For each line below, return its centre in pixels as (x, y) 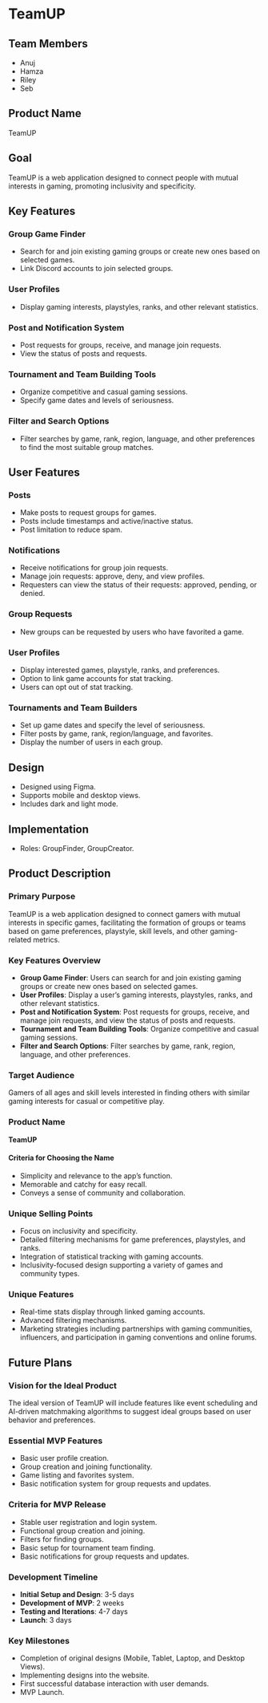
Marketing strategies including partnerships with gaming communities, (136, 1329)
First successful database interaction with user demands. (114, 1684)
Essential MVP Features (56, 1441)
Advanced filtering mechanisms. (73, 1320)
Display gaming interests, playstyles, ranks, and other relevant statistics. (139, 306)
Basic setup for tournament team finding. (88, 1547)
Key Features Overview (55, 960)
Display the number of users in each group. (91, 742)
